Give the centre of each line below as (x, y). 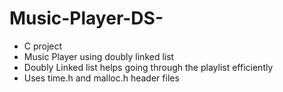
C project (43, 46)
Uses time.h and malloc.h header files (101, 78)
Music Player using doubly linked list (99, 56)
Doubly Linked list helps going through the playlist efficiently (148, 67)
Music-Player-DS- (86, 18)
